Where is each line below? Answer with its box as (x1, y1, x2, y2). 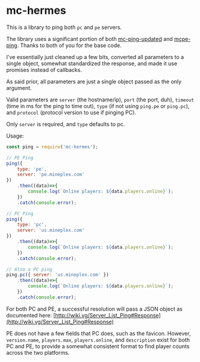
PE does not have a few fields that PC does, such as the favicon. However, (6, 329, 191, 337)
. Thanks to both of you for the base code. (17, 42, 122, 49)
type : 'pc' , (17, 221, 47, 228)
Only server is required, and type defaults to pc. (6, 120, 125, 127)
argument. (6, 84, 32, 91)
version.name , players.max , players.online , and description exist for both (6, 336, 190, 343)
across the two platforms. (6, 349, 70, 356)
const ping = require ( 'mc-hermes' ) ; (6, 144, 98, 150)
